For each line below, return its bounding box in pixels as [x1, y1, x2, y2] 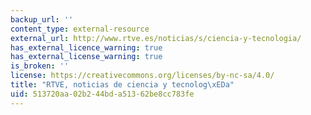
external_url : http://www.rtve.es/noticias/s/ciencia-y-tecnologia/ [10, 33, 302, 43]
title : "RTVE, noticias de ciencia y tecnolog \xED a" [10, 80, 235, 90]
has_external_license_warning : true [10, 52, 163, 62]
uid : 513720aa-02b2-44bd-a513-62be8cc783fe [10, 89, 195, 99]
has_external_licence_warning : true [10, 42, 163, 53]
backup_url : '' [10, 14, 74, 25]
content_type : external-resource [10, 24, 150, 34]
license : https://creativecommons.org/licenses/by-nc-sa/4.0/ [10, 71, 275, 81]
